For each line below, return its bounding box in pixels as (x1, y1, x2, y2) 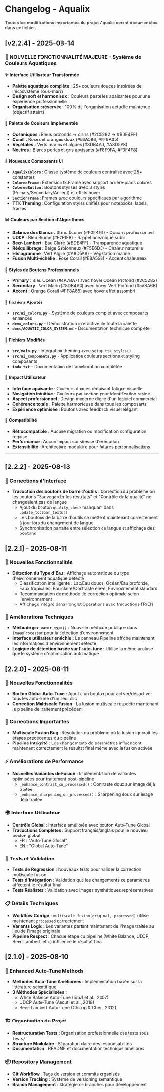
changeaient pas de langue (12, 499, 67, 505)
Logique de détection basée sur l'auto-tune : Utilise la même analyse (12, 645, 154, 651)
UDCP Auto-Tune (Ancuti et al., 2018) (19, 999, 95, 1005)
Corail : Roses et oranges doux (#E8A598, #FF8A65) (12, 136, 119, 142)
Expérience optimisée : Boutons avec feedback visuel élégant (12, 406, 138, 412)
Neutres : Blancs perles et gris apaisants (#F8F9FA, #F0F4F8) (12, 147, 138, 153)
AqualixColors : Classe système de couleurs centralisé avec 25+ (12, 169, 143, 175)
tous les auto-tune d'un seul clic (12, 696, 77, 702)
